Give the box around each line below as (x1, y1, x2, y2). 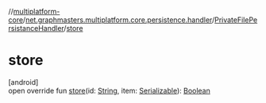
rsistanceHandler (8, 24, 64, 32)
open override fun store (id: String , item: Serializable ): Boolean (8, 86, 210, 95)
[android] (8, 77, 39, 86)
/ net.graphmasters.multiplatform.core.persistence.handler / (22, 15, 215, 25)
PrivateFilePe (214, 15, 258, 25)
